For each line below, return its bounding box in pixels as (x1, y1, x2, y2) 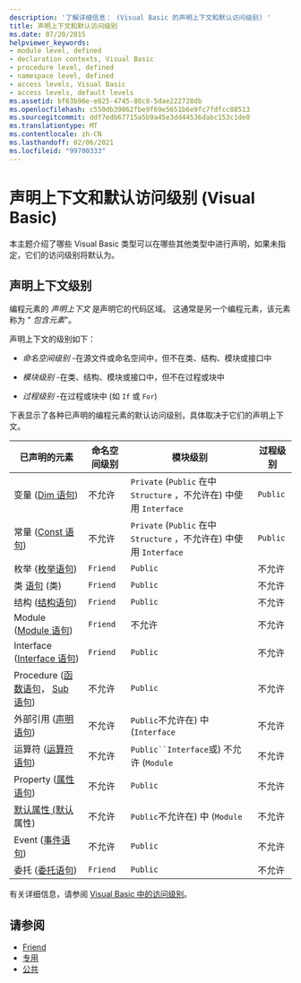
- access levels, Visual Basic (9, 80, 126, 89)
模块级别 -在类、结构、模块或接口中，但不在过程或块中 (21, 372, 226, 383)
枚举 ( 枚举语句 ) (13, 563, 78, 575)
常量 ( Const (13, 526, 63, 539)
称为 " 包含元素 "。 (9, 315, 76, 325)
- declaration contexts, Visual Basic (9, 55, 154, 64)
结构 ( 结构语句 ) (13, 597, 78, 609)
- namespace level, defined (9, 72, 115, 81)
